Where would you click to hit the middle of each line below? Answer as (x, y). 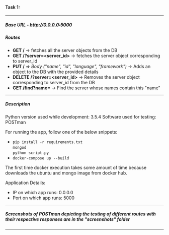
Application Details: (25, 183)
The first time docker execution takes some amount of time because (76, 167)
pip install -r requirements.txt (48, 142)
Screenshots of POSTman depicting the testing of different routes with (80, 214)
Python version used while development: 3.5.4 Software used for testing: (81, 116)
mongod (19, 147)
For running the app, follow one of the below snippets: (61, 132)
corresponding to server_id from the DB (54, 82)
